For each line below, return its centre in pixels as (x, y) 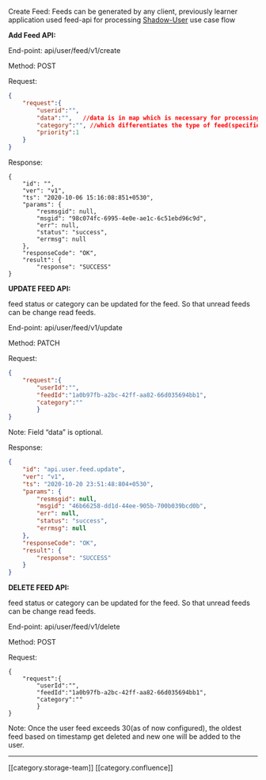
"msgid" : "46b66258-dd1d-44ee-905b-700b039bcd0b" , (122, 506)
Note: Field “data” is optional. (56, 432)
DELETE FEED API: (39, 588)
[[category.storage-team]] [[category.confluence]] (91, 768)
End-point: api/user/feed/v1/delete (64, 627)
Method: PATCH (34, 343)
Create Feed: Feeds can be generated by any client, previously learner (123, 11)
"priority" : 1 (58, 133)
